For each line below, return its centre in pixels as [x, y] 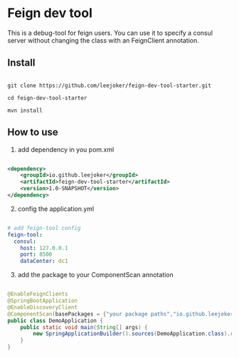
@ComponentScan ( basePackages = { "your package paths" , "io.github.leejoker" [122, 314]
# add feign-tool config [44, 228]
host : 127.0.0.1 [44, 248]
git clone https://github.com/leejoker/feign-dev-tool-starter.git [110, 86]
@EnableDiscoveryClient [43, 307]
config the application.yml [56, 209]
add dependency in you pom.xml [66, 149]
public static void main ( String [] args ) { [84, 327]
